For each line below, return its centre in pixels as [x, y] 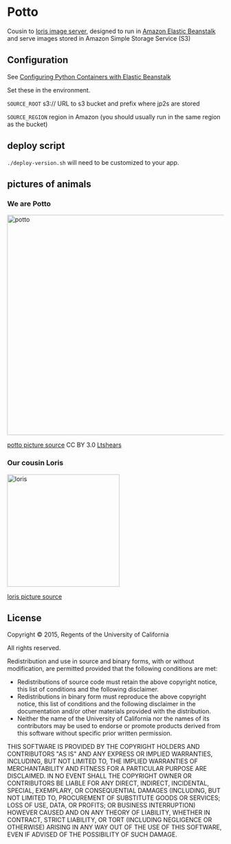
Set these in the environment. [49, 90]
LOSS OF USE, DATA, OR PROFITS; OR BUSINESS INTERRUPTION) [101, 805]
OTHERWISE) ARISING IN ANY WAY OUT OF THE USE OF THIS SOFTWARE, [114, 827]
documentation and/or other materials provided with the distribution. [114, 712]
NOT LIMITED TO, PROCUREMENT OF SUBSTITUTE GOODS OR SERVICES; [114, 798]
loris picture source [35, 596]
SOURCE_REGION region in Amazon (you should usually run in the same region [114, 117]
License [24, 618]
